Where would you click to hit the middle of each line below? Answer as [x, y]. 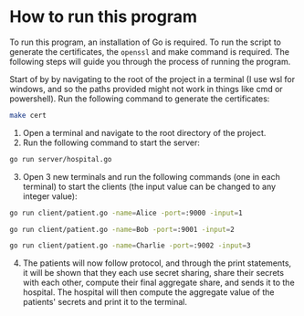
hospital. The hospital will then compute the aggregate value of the [148, 292]
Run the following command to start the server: [111, 142]
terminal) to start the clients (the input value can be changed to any [149, 186]
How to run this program [104, 17]
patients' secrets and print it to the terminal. [105, 302]
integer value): [50, 196]
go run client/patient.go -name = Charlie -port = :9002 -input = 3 [130, 246]
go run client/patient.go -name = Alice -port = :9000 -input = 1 [126, 213]
